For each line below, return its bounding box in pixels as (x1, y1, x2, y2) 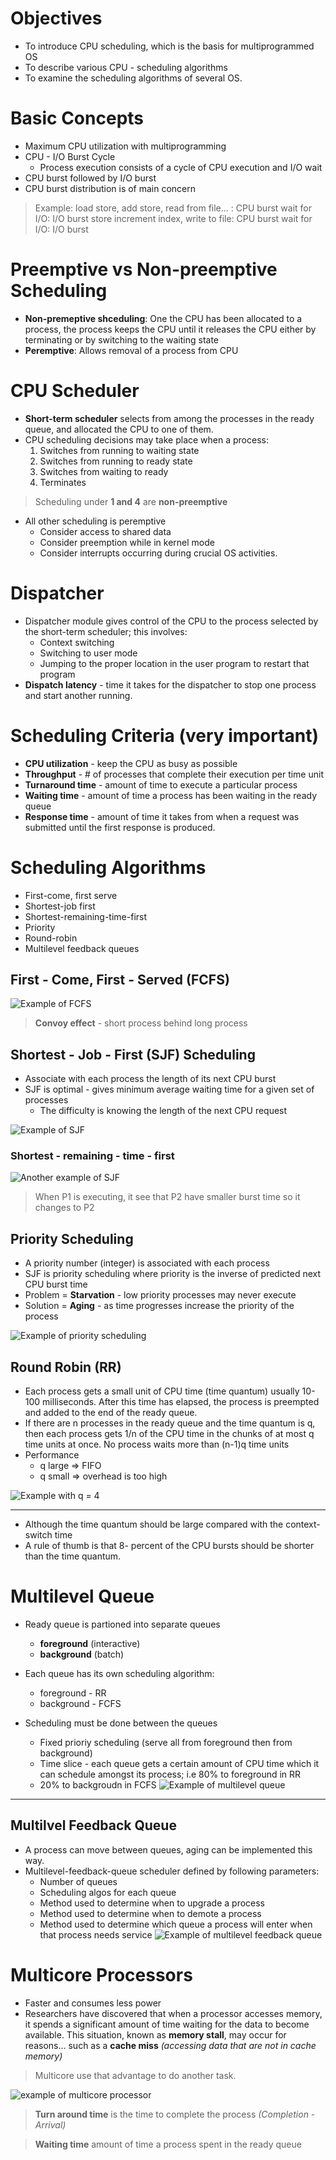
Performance (24, 1449, 80, 1461)
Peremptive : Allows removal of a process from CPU (24, 344, 239, 356)
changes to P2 (34, 1202, 95, 1214)
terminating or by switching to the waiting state (24, 333, 220, 346)
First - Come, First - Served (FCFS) (10, 971, 230, 988)
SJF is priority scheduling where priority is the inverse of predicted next (24, 1268, 322, 1280)
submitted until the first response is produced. (24, 821, 216, 833)
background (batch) (39, 1648, 125, 1661)
